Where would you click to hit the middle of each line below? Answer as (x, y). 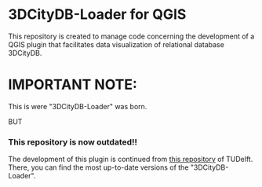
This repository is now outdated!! (73, 141)
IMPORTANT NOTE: (73, 85)
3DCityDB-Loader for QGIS (97, 15)
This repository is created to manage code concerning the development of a (131, 36)
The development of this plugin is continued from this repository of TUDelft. (131, 159)
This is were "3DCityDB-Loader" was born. (78, 106)
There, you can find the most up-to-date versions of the (98, 167)
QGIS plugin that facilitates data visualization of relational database (116, 44)
